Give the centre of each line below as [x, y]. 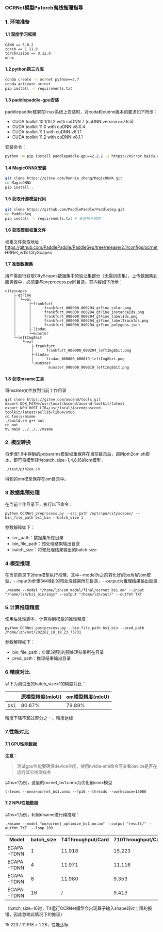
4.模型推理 [17, 563]
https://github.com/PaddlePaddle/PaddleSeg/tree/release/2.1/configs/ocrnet [81, 247]
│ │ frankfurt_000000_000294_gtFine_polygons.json [77, 325]
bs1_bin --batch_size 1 [59, 517]
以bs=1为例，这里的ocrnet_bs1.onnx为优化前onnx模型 [59, 782]
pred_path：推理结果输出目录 [41, 659]
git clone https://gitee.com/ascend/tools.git [53, 400]
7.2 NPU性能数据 [22, 803]
